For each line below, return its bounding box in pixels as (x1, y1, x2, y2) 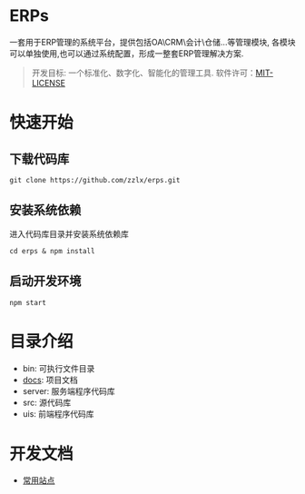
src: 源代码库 (22, 397, 72, 408)
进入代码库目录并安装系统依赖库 (9, 228, 129, 239)
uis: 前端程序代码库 (22, 408, 94, 419)
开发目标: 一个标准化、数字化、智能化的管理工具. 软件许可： (31, 67, 256, 78)
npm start (9, 298, 47, 307)
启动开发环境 (9, 273, 82, 289)
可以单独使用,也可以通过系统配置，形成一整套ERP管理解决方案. (9, 47, 244, 59)
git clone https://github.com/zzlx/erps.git (9, 175, 181, 184)
